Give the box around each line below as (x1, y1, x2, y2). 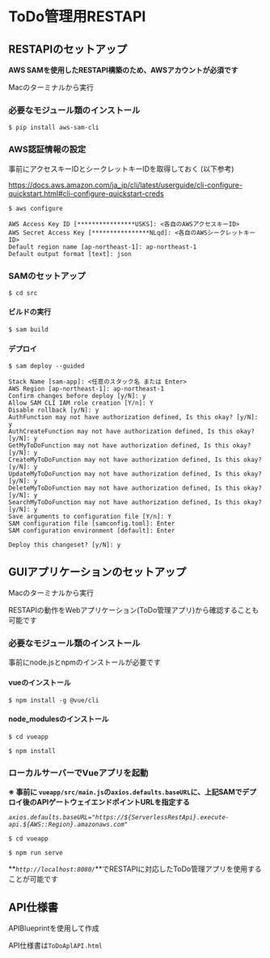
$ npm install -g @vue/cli (8, 696, 99, 704)
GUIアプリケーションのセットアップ (8, 565, 187, 579)
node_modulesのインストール (8, 714, 109, 724)
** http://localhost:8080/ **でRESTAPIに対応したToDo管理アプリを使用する (8, 864, 262, 874)
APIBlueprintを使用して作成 (8, 923, 99, 933)
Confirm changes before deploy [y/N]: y (8, 392, 147, 400)
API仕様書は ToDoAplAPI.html (8, 940, 103, 950)
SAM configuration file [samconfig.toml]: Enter (8, 520, 175, 528)
